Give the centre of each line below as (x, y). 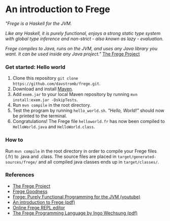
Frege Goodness (30, 191)
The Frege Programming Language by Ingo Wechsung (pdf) (75, 213)
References (20, 175)
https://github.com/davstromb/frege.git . (56, 84)
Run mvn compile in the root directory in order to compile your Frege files (81, 151)
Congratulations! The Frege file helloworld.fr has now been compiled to (89, 121)
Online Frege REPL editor (39, 207)
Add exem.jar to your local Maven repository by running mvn (75, 94)
